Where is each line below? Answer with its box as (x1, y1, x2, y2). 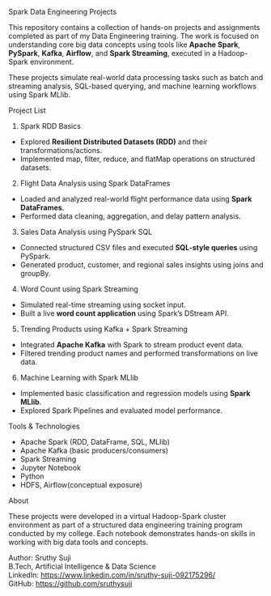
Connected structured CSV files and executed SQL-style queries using (19, 243, 258, 252)
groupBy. (19, 269, 51, 278)
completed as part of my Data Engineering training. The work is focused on (8, 32, 259, 40)
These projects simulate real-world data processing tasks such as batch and (8, 73, 264, 82)
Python (19, 471, 44, 481)
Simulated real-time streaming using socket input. (19, 300, 186, 309)
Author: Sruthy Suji (8, 553, 71, 562)
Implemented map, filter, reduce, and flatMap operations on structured (19, 154, 256, 164)
